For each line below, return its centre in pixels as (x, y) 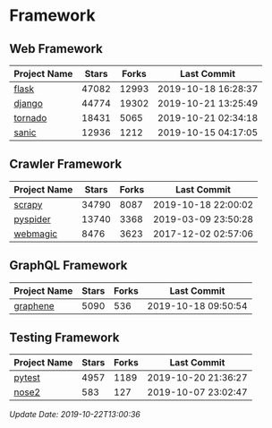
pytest (27, 378)
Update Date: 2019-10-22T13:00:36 (75, 415)
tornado (30, 118)
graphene (34, 305)
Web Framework (56, 49)
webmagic (36, 234)
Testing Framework (64, 338)
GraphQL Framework (68, 265)
